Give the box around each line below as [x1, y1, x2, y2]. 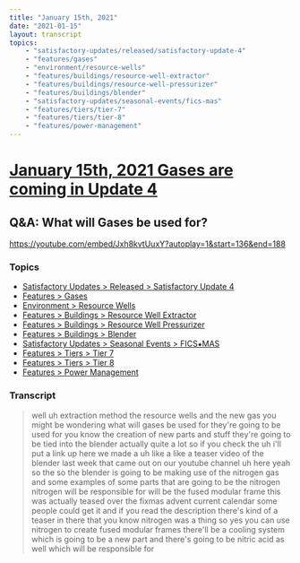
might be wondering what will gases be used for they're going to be [30, 419, 281, 430]
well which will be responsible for [30, 543, 155, 554]
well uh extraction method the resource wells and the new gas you [30, 410, 277, 420]
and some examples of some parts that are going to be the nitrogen [30, 476, 280, 487]
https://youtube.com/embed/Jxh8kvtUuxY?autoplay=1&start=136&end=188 [9, 238, 287, 249]
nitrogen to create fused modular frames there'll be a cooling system [30, 524, 285, 534]
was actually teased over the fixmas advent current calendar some [30, 495, 278, 507]
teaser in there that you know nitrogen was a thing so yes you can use [30, 515, 291, 525]
